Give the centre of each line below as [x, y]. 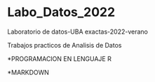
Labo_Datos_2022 [61, 12]
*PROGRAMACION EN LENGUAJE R [60, 59]
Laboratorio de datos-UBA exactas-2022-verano [78, 32]
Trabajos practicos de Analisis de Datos [65, 45]
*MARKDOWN [28, 72]
